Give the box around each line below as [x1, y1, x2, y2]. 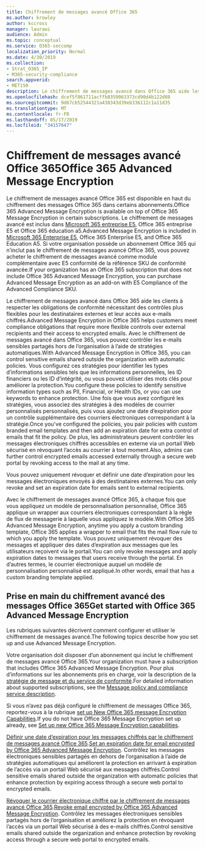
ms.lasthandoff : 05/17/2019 [6, 116, 78, 123]
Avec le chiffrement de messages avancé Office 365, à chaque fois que [6, 496, 186, 503]
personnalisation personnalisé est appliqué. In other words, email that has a [6, 567, 195, 575]
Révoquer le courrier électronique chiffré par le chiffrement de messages [6, 797, 190, 804]
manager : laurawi [6, 26, 51, 32]
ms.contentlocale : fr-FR [6, 111, 70, 117]
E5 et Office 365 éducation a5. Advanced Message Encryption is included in [6, 227, 196, 235]
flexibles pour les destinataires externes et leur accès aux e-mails [6, 310, 172, 318]
